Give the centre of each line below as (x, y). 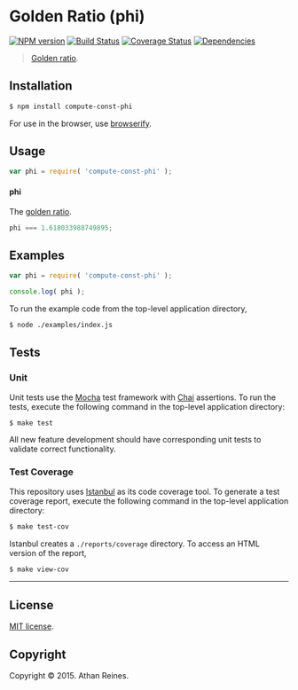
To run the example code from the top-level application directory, (128, 309)
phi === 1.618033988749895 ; (61, 228)
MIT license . (32, 626)
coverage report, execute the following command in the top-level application (149, 501)
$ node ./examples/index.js (61, 325)
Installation (41, 86)
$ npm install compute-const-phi (71, 106)
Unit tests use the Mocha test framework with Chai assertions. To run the (143, 397)
